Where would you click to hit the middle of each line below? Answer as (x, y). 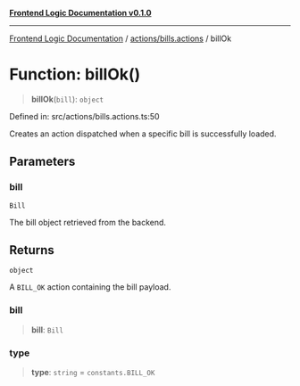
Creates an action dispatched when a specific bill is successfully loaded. (143, 134)
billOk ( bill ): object (67, 99)
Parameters (42, 162)
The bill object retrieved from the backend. (88, 222)
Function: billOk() (75, 74)
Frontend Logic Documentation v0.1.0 (80, 13)
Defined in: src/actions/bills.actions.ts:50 (84, 116)
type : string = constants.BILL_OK (93, 373)
